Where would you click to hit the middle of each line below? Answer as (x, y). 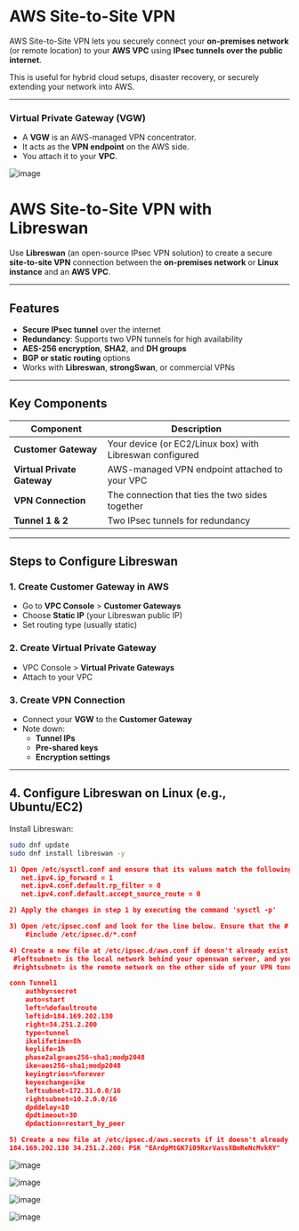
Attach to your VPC (57, 677)
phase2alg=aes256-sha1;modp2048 (85, 1058)
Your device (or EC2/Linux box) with (183, 444)
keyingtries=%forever (65, 1074)
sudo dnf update (39, 845)
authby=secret (51, 992)
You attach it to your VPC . (70, 157)
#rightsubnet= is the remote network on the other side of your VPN (143, 967)
